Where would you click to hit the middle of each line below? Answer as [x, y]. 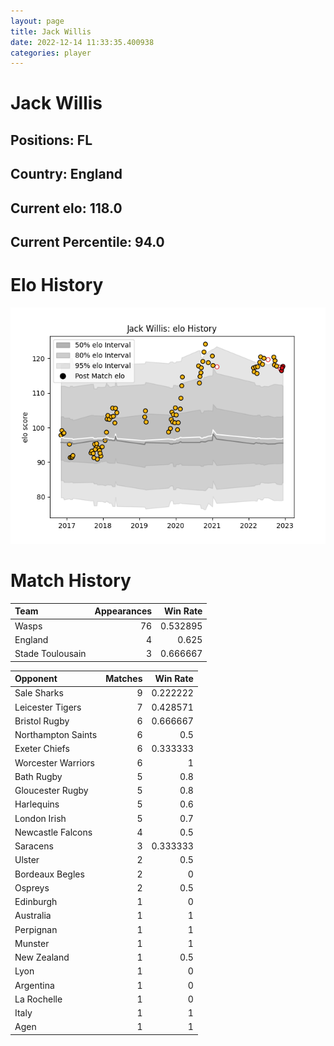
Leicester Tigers [48, 707]
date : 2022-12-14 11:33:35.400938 [82, 42]
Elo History [57, 285]
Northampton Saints [56, 735]
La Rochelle [38, 999]
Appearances [123, 611]
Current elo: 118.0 [66, 208]
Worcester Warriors [54, 762]
